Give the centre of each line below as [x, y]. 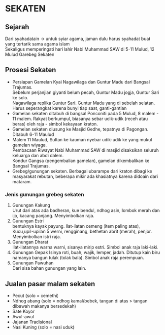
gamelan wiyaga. [30, 145]
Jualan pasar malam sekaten [50, 284]
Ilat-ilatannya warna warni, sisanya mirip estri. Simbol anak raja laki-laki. [85, 247]
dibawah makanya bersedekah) [44, 306]
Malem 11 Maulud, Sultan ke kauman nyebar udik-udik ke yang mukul [82, 139]
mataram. [22, 181]
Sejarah [17, 27]
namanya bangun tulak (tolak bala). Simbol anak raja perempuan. [78, 258]
